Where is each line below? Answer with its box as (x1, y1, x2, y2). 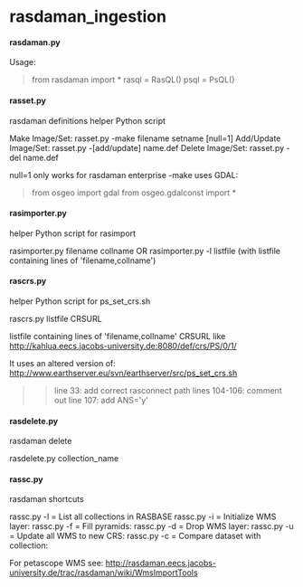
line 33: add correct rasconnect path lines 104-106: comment (53, 385, 282, 395)
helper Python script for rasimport (9, 228, 137, 239)
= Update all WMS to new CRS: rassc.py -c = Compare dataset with (9, 531, 261, 542)
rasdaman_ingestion (9, 6, 167, 27)
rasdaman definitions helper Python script (9, 115, 166, 126)
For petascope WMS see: (9, 558, 104, 569)
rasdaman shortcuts (9, 494, 84, 505)
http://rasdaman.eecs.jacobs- (105, 558, 217, 569)
